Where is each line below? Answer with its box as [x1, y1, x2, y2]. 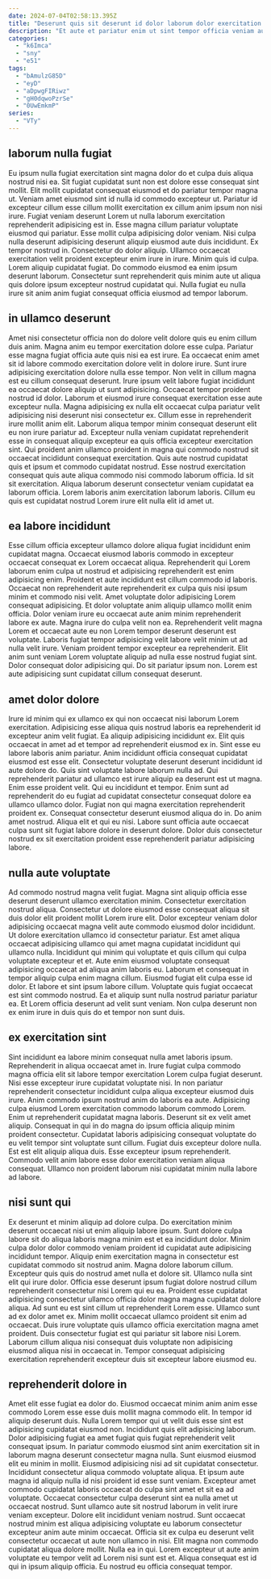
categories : [8, 34, 48, 43]
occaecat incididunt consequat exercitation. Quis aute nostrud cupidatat [8, 453, 248, 462]
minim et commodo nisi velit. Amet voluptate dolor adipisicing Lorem [8, 592, 236, 602]
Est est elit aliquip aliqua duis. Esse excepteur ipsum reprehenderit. [8, 1147, 231, 1156]
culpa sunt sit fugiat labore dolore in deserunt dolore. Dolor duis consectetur [8, 825, 263, 835]
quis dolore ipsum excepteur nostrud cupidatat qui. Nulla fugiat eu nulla [8, 279, 246, 289]
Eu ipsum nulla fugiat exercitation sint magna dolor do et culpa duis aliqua [8, 168, 254, 178]
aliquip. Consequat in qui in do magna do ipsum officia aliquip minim [8, 1121, 236, 1130]
